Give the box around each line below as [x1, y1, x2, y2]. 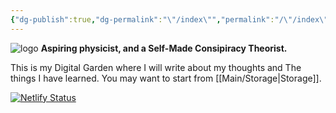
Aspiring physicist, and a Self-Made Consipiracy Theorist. [40, 42, 288, 54]
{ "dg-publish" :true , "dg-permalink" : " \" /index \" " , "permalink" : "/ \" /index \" [10, 14, 329, 25]
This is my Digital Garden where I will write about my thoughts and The [10, 61, 302, 73]
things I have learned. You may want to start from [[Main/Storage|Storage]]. [10, 72, 322, 84]
